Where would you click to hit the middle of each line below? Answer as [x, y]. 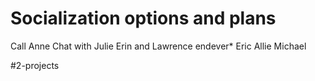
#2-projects [35, 65]
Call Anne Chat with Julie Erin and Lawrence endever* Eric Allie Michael [158, 46]
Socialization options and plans [143, 18]
